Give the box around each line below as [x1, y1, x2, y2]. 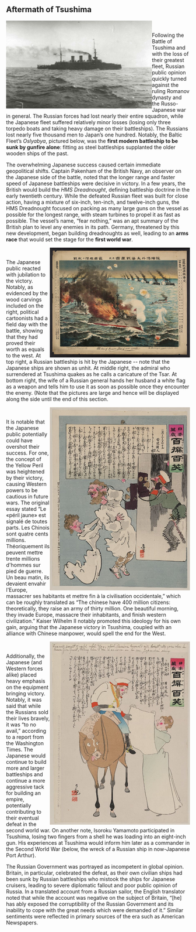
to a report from [6, 733, 44, 740]
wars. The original [6, 499, 50, 506]
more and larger [6, 764, 45, 771]
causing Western [6, 480, 47, 487]
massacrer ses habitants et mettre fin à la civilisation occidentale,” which [6, 592, 181, 599]
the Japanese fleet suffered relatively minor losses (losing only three [6, 118, 171, 125]
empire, [6, 796, 24, 803]
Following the [152, 32, 184, 39]
